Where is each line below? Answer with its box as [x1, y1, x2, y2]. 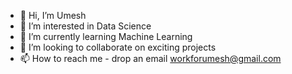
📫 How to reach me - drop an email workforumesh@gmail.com [19, 53, 282, 64]
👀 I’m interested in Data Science [19, 20, 152, 32]
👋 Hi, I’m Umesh [19, 10, 87, 21]
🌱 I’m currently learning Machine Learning [19, 31, 193, 42]
